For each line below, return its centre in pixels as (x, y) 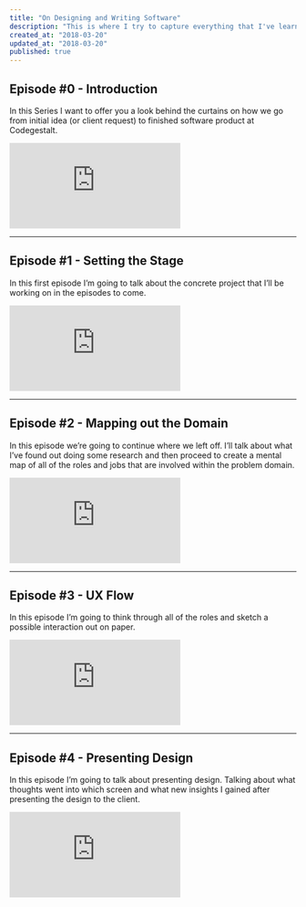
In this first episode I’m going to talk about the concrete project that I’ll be (147, 283)
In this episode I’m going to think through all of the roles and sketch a (139, 618)
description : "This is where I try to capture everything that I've (142, 26)
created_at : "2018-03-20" (58, 35)
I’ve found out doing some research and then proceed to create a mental (146, 455)
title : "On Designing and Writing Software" (95, 18)
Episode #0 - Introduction (84, 89)
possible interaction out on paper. (72, 627)
